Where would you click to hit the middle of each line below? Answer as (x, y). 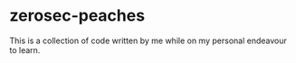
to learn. (25, 49)
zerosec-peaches (77, 16)
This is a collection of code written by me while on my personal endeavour (148, 40)
